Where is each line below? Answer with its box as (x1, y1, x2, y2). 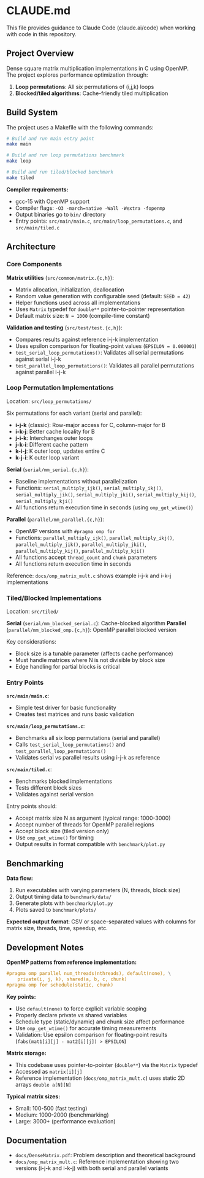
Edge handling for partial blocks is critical (15, 663, 120, 671)
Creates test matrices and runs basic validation (15, 710, 135, 718)
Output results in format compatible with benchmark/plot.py (15, 841, 165, 848)
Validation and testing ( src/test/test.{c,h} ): (6, 323, 123, 331)
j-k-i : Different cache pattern (15, 441, 88, 448)
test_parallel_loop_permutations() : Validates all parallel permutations (15, 361, 194, 369)
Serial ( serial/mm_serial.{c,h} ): (6, 466, 89, 473)
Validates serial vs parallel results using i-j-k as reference (15, 754, 161, 761)
